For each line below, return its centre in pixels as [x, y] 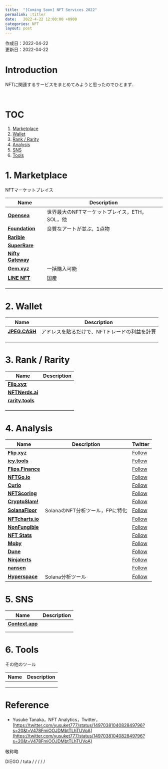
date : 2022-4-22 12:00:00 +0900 [41, 19]
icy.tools [18, 461]
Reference [27, 705]
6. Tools [22, 650]
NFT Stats [20, 535]
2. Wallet [24, 306]
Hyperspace [23, 576]
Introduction [31, 70]
